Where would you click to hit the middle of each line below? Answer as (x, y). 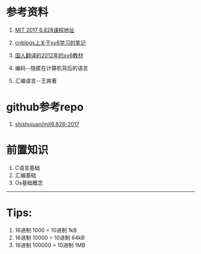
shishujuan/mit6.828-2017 (47, 124)
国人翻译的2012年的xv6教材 (49, 55)
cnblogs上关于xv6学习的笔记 (50, 42)
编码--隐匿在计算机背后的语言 (51, 68)
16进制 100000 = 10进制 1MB (50, 245)
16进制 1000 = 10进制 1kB (46, 230)
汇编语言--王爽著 (36, 81)
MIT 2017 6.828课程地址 (45, 30)
